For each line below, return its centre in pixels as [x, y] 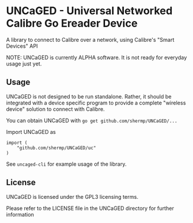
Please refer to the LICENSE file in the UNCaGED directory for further [90, 208]
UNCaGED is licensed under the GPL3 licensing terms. [72, 196]
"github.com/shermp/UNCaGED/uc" [56, 148]
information [20, 214]
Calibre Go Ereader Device [72, 23]
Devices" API [22, 46]
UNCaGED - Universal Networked [89, 11]
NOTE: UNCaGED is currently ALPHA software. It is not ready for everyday [97, 57]
